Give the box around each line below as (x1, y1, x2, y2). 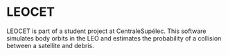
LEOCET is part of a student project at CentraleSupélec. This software (6, 27, 207, 35)
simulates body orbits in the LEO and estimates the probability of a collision (6, 34, 222, 42)
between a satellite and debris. (6, 41, 94, 49)
